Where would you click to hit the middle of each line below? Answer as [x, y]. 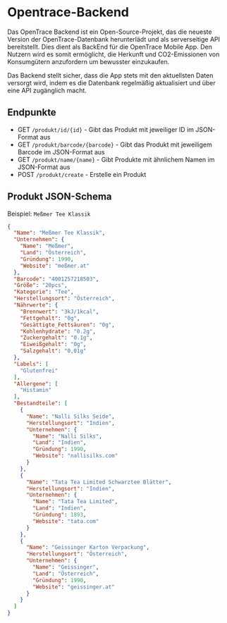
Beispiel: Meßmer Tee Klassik [49, 214]
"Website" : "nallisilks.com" [75, 456]
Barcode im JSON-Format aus [61, 152]
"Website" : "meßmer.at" [55, 266]
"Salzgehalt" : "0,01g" [53, 351]
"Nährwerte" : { [36, 305]
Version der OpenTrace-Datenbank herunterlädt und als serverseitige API [114, 39]
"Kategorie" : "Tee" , [44, 292]
